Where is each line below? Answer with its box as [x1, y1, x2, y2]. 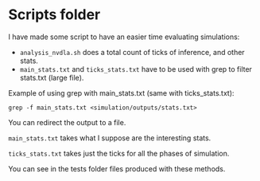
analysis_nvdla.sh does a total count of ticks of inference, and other [19, 47, 245, 57]
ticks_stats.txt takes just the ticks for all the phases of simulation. [8, 148, 230, 158]
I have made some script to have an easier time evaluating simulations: [8, 32, 240, 41]
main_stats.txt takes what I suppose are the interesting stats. [8, 133, 211, 143]
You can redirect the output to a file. [8, 117, 126, 127]
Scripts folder [8, 6, 101, 24]
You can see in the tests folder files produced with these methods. [8, 163, 226, 173]
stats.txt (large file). [19, 73, 84, 82]
